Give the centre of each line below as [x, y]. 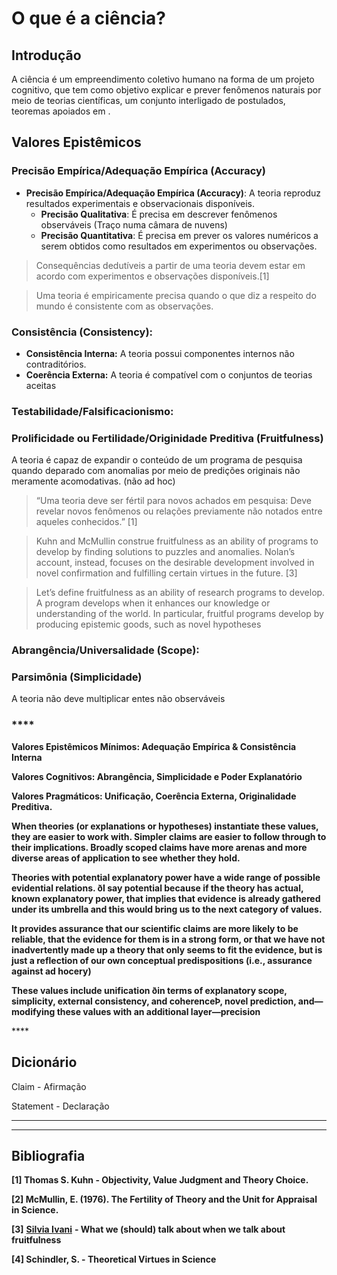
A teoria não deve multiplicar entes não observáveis [118, 699]
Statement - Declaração [60, 1106]
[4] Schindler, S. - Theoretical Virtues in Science [114, 1259]
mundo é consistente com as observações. [124, 306]
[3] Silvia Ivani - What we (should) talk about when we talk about [148, 1229]
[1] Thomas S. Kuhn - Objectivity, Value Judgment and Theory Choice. [160, 1180]
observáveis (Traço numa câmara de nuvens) [134, 224]
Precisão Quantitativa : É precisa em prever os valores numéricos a [179, 235]
